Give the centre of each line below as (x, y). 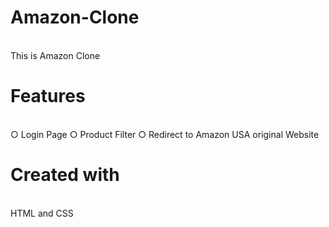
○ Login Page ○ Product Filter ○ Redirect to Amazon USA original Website (165, 134)
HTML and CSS (42, 213)
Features (48, 96)
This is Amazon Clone (55, 55)
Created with (65, 175)
